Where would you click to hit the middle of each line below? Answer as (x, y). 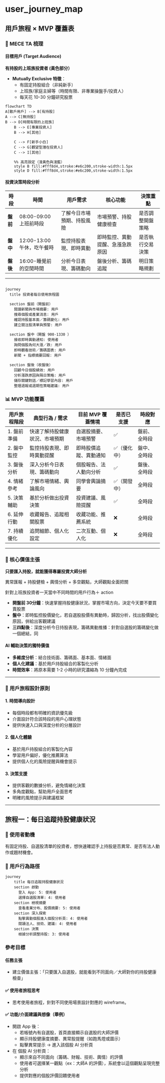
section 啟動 (27, 887)
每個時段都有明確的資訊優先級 (42, 713)
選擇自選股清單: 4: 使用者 (42, 898)
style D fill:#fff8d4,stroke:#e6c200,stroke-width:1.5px (73, 171)
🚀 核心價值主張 (23, 560)
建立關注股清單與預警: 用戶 (38, 325)
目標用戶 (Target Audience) (33, 56)
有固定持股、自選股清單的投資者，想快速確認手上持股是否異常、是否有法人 (80, 846)
